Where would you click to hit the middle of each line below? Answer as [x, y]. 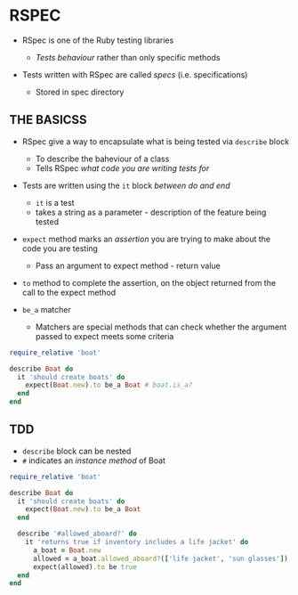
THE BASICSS [48, 120]
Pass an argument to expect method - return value [128, 265]
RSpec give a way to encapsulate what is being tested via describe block [156, 141]
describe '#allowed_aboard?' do [77, 534]
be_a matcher [46, 309]
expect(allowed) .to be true [85, 566]
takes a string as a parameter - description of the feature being [151, 212]
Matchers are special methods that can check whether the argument [161, 327]
